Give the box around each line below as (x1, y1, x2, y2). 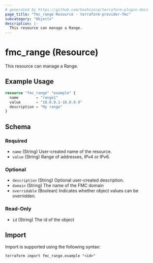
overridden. (12, 193, 36, 199)
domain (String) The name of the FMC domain (12, 183, 104, 188)
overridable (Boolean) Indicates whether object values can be (12, 188, 139, 194)
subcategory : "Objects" (5, 16, 54, 21)
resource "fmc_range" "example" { (5, 90, 76, 95)
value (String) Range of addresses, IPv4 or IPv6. (12, 153, 110, 159)
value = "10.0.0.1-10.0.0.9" (9, 100, 83, 105)
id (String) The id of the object (12, 217, 75, 223)
